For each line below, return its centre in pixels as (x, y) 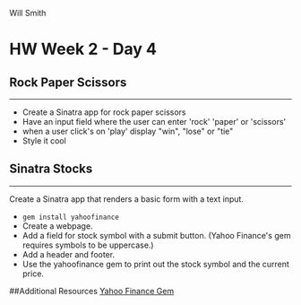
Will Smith (28, 13)
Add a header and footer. (68, 254)
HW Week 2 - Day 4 (83, 49)
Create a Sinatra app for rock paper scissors (104, 112)
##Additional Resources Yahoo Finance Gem (92, 291)
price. (33, 274)
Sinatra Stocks (51, 169)
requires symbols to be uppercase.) (88, 245)
